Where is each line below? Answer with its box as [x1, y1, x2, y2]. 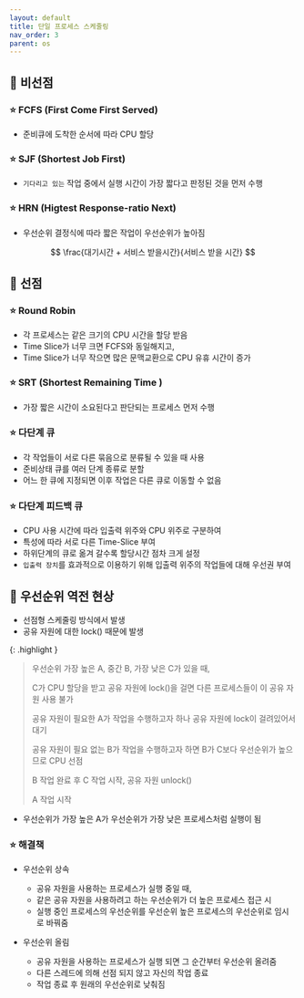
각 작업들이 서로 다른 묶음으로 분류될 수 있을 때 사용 [22, 452, 205, 463]
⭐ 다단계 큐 [9, 426, 56, 439]
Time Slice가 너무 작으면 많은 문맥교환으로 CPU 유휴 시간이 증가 [22, 352, 252, 363]
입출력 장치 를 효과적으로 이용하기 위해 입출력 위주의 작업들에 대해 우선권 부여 [22, 559, 291, 570]
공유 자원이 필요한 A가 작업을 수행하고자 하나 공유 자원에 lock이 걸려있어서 [31, 712, 296, 723]
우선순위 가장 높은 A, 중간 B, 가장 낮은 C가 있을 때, [31, 662, 211, 673]
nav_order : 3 [9, 30, 59, 39]
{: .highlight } [9, 644, 58, 655]
